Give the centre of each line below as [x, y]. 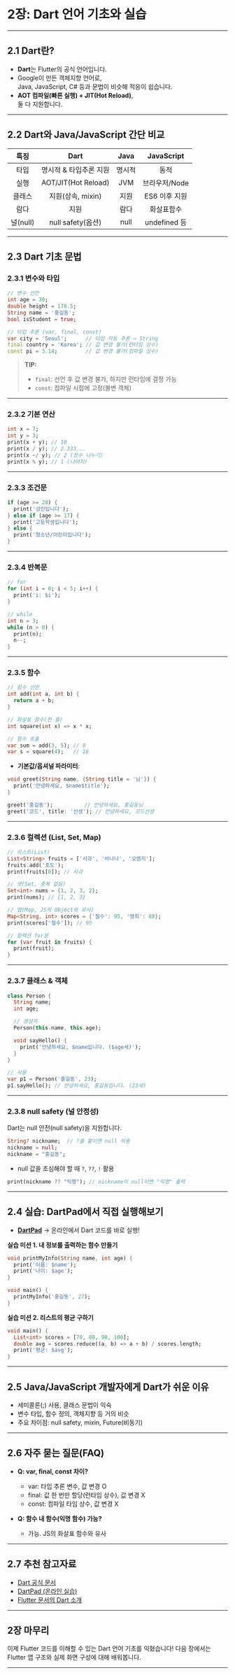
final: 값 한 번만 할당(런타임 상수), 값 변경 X [86, 1495]
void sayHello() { [41, 1040]
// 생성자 [26, 1022]
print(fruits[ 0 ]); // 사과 [45, 871]
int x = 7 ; [23, 429]
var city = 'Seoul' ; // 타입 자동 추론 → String [83, 338]
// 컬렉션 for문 [28, 935]
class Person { [29, 996]
